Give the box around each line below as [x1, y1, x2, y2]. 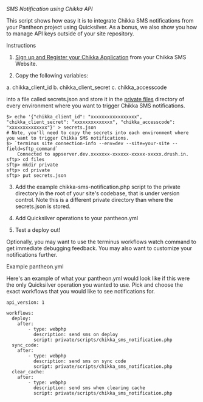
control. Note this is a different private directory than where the [15, 196, 173, 203]
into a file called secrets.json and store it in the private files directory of [6, 96, 185, 102]
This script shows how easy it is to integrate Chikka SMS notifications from [6, 17, 194, 24]
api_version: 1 [6, 300, 45, 306]
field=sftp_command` [6, 146, 59, 152]
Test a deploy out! [15, 226, 61, 234]
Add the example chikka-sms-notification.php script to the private [15, 183, 181, 190]
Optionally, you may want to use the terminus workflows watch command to [6, 238, 196, 245]
